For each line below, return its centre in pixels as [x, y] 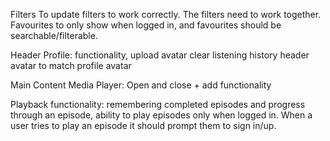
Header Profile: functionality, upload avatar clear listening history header [160, 55]
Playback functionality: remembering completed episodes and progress [158, 104]
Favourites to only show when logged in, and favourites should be [146, 25]
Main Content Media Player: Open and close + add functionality [141, 85]
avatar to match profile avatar [71, 65]
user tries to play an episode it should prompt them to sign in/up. [143, 125]
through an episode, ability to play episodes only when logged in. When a [161, 115]
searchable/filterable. [54, 35]
